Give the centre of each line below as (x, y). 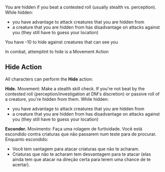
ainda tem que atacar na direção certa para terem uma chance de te (82, 159)
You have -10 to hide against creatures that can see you (62, 42)
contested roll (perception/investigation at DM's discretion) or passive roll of (82, 94)
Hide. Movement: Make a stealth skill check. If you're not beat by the (75, 88)
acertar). (21, 165)
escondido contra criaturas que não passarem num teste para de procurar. (81, 134)
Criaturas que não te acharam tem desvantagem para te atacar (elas (82, 154)
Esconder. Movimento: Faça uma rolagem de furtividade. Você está (74, 129)
